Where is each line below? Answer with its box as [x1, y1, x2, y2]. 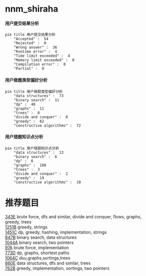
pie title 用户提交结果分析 [5, 32, 56, 37]
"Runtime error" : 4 [14, 49, 57, 54]
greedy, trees [5, 219, 32, 225]
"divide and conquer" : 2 [14, 171, 68, 176]
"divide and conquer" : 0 [14, 114, 68, 119]
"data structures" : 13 [14, 150, 64, 155]
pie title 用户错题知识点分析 [5, 146, 59, 151]
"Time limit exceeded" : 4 [14, 53, 70, 59]
